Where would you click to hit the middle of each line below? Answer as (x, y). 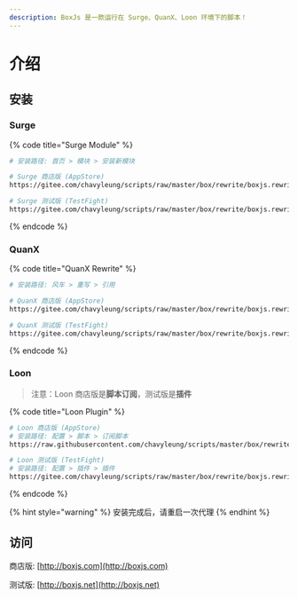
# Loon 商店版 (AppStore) (55, 428)
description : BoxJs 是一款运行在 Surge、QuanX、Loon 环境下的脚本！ (128, 17)
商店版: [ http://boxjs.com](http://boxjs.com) (89, 565)
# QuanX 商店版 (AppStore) (57, 301)
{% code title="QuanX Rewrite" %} (73, 269)
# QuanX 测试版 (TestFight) (59, 325)
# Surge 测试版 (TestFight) (59, 201)
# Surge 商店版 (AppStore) (57, 177)
